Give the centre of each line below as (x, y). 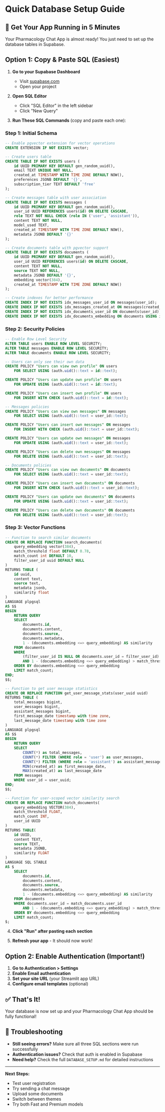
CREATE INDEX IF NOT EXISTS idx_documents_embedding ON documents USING (81, 316)
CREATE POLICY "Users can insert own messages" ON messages (68, 425)
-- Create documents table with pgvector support (57, 248)
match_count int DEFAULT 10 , (44, 556)
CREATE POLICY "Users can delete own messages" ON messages (68, 452)
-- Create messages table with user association (56, 198)
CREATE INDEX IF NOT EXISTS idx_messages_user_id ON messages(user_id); (81, 303)
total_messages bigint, (38, 702)
